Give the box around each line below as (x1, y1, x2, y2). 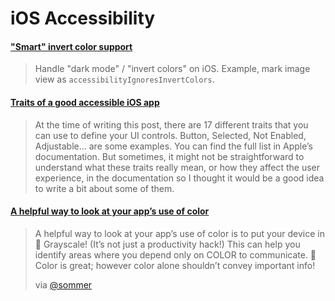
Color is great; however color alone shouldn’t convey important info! (34, 259, 316, 271)
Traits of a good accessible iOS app (10, 96, 160, 108)
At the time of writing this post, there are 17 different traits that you (34, 118, 309, 131)
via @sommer (34, 278, 93, 291)
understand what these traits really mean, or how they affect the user (34, 161, 321, 173)
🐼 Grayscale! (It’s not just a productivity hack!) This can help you (34, 238, 301, 250)
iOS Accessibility (10, 7, 156, 30)
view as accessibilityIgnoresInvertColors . (34, 73, 215, 86)
